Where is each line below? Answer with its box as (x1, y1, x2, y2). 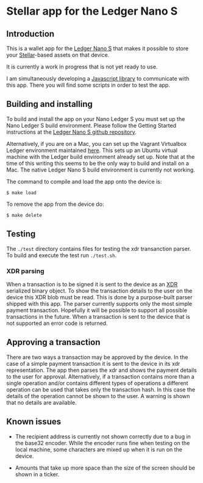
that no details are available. (6, 399, 77, 406)
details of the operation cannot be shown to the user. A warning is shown (6, 392, 190, 399)
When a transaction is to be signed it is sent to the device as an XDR (6, 280, 178, 288)
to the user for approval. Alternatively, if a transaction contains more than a (6, 372, 195, 380)
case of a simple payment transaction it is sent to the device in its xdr (6, 360, 180, 367)
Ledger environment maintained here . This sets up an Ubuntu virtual (6, 147, 178, 154)
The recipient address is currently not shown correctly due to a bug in (15, 432, 191, 440)
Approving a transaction (6, 337, 101, 347)
